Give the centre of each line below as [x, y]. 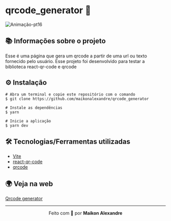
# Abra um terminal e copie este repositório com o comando [70, 94]
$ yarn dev [17, 125]
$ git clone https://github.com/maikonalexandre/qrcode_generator [77, 99]
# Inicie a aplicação [28, 121]
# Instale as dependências [34, 108]
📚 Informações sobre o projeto [55, 41]
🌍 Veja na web [29, 184]
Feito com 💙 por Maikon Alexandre [85, 213]
